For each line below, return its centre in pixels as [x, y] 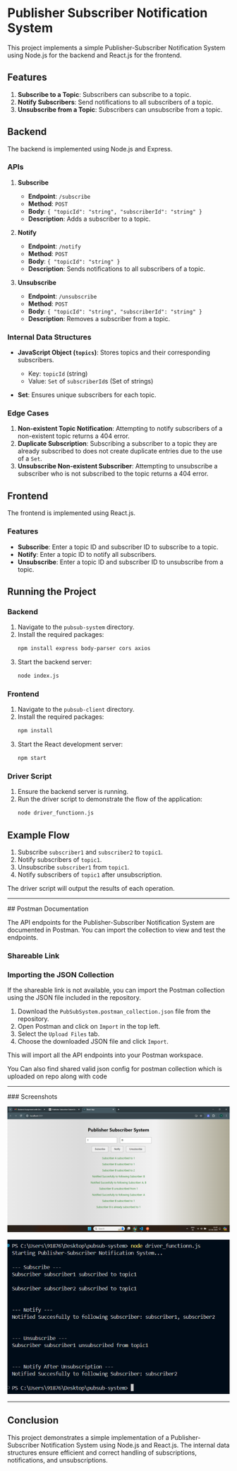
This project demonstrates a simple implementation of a [88, 1437]
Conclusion [33, 1420]
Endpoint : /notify [54, 246]
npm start [32, 758]
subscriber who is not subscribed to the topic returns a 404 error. [113, 474]
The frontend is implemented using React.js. [72, 513]
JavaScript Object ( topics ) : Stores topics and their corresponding [114, 352]
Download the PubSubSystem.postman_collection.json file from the [114, 1011]
